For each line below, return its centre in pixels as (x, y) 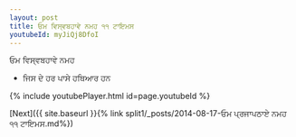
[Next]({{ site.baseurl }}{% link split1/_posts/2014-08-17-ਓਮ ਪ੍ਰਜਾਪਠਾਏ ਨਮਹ (148, 114)
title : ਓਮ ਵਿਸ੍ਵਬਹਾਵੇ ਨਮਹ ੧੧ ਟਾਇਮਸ (72, 26)
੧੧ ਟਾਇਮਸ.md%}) (42, 123)
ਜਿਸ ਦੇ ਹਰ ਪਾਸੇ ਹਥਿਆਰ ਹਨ (67, 78)
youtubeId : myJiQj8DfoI (54, 34)
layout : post (34, 18)
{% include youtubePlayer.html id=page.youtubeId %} (110, 96)
